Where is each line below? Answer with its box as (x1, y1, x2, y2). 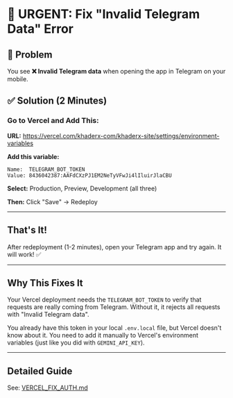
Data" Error (7, 21, 74, 37)
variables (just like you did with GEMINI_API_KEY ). (7, 338, 145, 347)
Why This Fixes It (7, 277, 83, 289)
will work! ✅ (7, 250, 42, 258)
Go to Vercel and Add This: (7, 116, 99, 126)
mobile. (7, 75, 29, 83)
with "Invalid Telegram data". (7, 310, 89, 319)
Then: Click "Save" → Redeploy (7, 197, 98, 206)
